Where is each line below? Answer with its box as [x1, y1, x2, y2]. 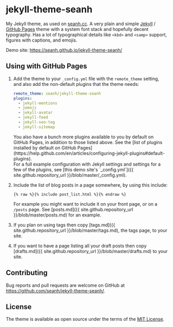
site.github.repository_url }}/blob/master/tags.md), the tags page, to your [13, 227, 167, 233]
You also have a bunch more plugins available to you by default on [13, 134, 153, 140]
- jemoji [18, 105, 37, 111]
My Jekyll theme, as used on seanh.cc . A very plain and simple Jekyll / [6, 21, 156, 27]
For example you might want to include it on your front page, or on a [13, 201, 158, 207]
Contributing [6, 268, 48, 277]
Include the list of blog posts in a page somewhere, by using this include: [13, 181, 168, 188]
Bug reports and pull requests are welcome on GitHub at [6, 282, 125, 288]
